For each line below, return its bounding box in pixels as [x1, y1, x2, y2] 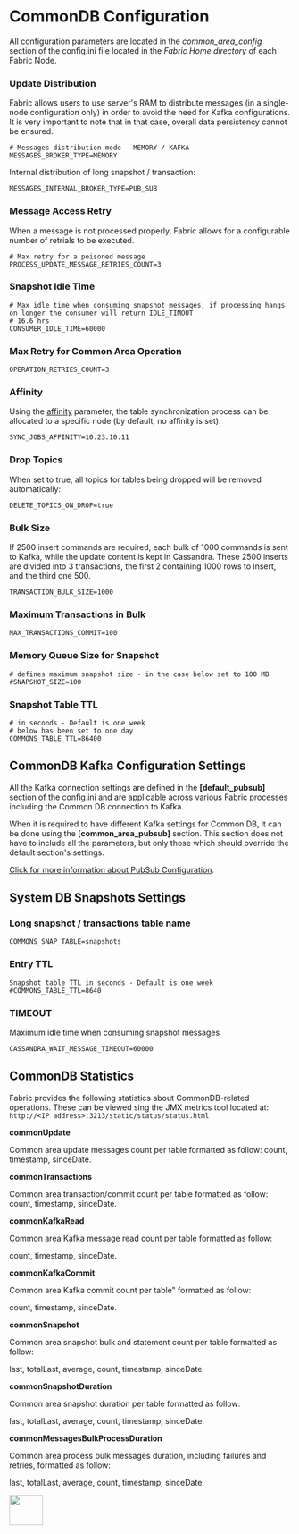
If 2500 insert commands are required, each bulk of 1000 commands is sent [9, 542, 288, 553]
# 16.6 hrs [9, 316, 50, 326]
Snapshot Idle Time [9, 280, 96, 292]
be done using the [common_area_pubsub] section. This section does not [9, 827, 284, 838]
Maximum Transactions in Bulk [9, 608, 146, 621]
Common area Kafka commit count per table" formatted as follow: [9, 1284, 252, 1295]
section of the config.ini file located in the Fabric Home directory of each [9, 45, 277, 55]
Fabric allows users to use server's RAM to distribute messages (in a [9, 97, 262, 108]
